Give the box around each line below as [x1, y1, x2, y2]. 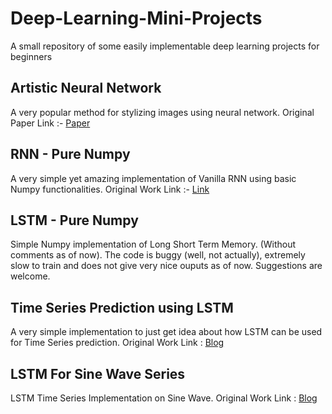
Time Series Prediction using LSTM [10, 299, 234, 316]
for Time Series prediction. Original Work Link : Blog [10, 337, 225, 349]
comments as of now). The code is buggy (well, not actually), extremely [10, 249, 306, 261]
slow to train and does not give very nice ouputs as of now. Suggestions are [10, 260, 323, 272]
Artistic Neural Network [10, 80, 162, 97]
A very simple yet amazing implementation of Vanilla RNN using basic [10, 172, 297, 184]
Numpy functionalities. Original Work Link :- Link [10, 183, 210, 195]
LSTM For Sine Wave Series [10, 365, 186, 382]
